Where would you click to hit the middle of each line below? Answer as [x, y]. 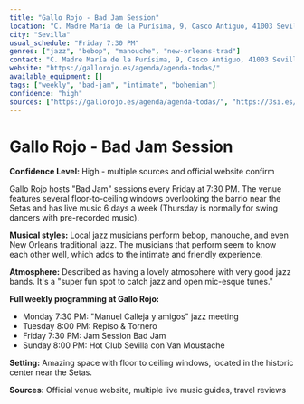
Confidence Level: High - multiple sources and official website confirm [142, 172]
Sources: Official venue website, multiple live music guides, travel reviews [148, 390]
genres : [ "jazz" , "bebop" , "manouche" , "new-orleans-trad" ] [125, 52]
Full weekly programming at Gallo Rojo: [85, 299]
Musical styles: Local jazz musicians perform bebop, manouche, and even [149, 235]
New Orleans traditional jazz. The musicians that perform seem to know [143, 245]
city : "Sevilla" [40, 34]
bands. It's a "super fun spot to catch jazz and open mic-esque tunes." [142, 282]
